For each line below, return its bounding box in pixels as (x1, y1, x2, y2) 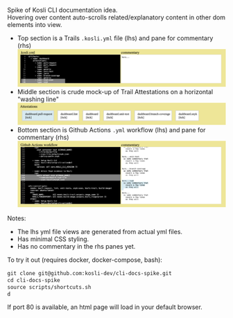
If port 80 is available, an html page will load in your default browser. (7, 303, 202, 311)
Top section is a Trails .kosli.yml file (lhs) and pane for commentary (17, 34, 214, 42)
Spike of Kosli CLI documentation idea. (7, 6, 118, 14)
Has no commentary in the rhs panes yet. (17, 242, 136, 251)
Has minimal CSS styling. (17, 235, 89, 243)
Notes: (7, 214, 26, 222)
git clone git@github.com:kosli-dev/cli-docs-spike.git (7, 270, 172, 277)
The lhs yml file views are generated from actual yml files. (17, 228, 182, 236)
